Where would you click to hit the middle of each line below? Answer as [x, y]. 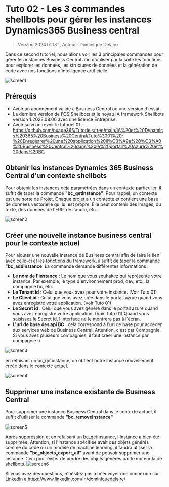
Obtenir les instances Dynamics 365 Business [79, 168]
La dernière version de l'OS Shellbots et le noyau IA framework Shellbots [88, 114]
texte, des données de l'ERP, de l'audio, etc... [52, 209]
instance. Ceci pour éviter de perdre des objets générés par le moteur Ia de [84, 459]
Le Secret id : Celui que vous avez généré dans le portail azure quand [85, 308]
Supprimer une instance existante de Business [80, 392]
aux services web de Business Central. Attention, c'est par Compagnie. [87, 330]
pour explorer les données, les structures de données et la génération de [81, 65]
